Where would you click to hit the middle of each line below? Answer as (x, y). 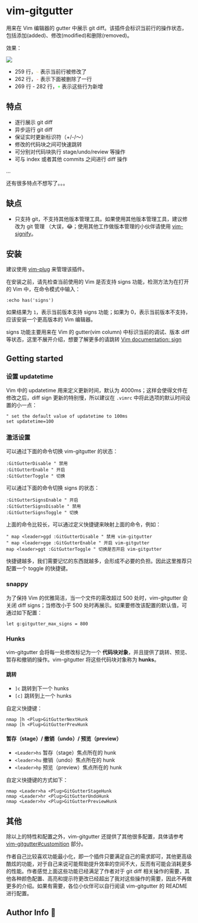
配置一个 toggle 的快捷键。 (39, 568)
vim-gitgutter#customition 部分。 (46, 844)
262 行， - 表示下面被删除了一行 (53, 79)
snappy (17, 584)
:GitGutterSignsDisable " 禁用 (44, 506)
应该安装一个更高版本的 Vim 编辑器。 (51, 320)
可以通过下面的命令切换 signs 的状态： (53, 488)
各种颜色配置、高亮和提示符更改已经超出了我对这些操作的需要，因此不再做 (101, 879)
